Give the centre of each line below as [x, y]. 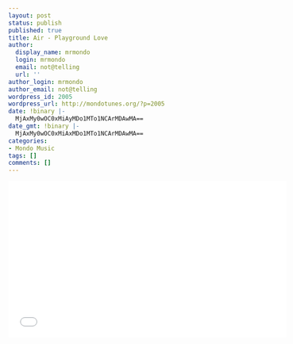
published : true [35, 30]
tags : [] [23, 155]
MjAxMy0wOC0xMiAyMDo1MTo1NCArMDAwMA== [80, 119]
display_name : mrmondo [53, 52]
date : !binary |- [37, 112]
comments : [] [30, 163]
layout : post [30, 15]
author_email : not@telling [53, 89]
